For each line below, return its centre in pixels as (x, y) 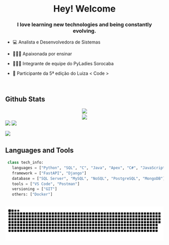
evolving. (84, 31)
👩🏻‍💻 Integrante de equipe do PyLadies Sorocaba (63, 64)
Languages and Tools (39, 150)
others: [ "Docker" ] (32, 194)
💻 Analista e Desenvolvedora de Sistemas (56, 42)
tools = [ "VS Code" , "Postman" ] (46, 184)
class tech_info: (25, 163)
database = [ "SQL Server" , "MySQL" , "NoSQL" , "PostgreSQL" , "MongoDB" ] (89, 178)
